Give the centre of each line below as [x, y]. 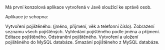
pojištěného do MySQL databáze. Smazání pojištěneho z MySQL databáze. [82, 42]
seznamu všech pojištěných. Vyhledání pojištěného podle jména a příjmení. [82, 31]
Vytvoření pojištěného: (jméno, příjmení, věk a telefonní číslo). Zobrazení [80, 26]
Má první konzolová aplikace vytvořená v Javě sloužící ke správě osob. [78, 7]
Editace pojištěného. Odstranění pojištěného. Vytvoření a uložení [72, 37]
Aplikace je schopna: [27, 17]
